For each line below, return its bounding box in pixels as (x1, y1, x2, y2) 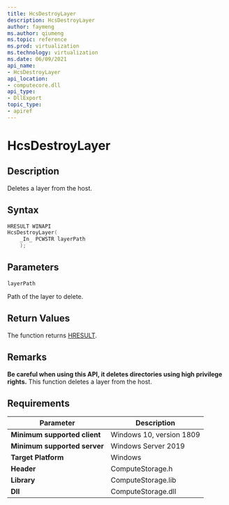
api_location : (7, 75, 49, 82)
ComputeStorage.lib (110, 476, 177, 485)
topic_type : (7, 101, 42, 108)
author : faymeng (7, 23, 54, 30)
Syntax (7, 204, 39, 217)
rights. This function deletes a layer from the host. (7, 377, 152, 386)
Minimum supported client (10, 430, 101, 440)
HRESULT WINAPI (7, 223, 52, 230)
